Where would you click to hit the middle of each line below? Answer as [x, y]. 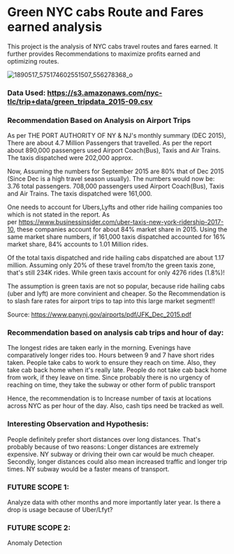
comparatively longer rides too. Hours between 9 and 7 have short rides [111, 355]
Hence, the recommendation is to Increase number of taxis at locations [109, 398]
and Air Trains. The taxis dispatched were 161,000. [80, 194]
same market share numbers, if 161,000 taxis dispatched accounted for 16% [116, 237]
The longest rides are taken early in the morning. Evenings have [99, 348]
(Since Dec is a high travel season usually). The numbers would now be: [111, 179]
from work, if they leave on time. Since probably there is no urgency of [109, 377]
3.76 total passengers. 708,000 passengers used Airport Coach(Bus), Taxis [116, 187]
